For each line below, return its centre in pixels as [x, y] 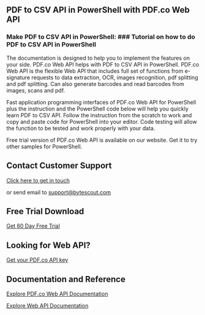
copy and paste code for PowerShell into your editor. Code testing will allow [102, 121]
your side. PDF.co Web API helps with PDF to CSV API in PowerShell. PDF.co [103, 64]
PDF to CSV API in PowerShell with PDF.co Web [98, 10]
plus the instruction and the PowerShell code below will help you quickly [97, 109]
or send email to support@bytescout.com [59, 192]
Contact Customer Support [59, 166]
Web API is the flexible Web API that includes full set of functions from [95, 71]
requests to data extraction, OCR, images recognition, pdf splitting [115, 77]
